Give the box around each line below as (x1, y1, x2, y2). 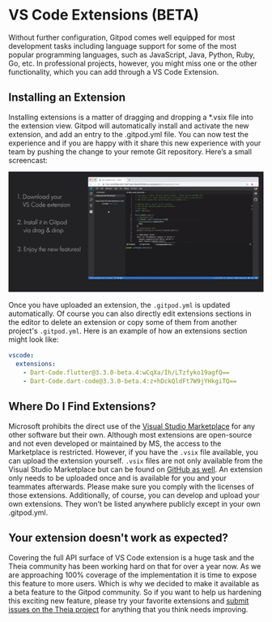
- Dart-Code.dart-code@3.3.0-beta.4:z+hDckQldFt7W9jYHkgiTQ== (23, 378, 237, 386)
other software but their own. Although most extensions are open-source (8, 430, 253, 439)
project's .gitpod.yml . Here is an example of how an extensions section (8, 326, 248, 336)
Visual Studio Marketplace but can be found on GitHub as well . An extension (8, 464, 263, 474)
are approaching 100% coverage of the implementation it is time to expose (8, 570, 257, 580)
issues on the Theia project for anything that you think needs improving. (8, 604, 249, 614)
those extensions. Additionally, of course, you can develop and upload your (8, 490, 261, 500)
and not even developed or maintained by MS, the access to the (8, 438, 222, 448)
